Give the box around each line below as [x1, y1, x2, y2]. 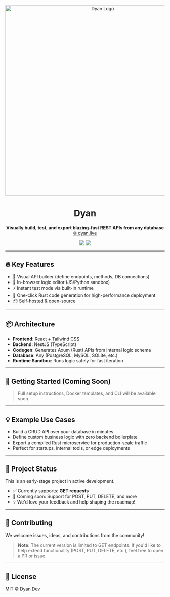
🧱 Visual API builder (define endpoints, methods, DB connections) [12, 273, 150, 279]
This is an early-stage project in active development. [5, 478, 115, 484]
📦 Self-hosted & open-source [12, 298, 76, 304]
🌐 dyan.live [73, 230, 97, 236]
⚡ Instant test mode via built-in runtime [12, 285, 94, 291]
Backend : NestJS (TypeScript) [12, 341, 77, 348]
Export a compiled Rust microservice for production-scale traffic [12, 439, 148, 446]
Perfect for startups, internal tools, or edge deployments [12, 445, 130, 451]
